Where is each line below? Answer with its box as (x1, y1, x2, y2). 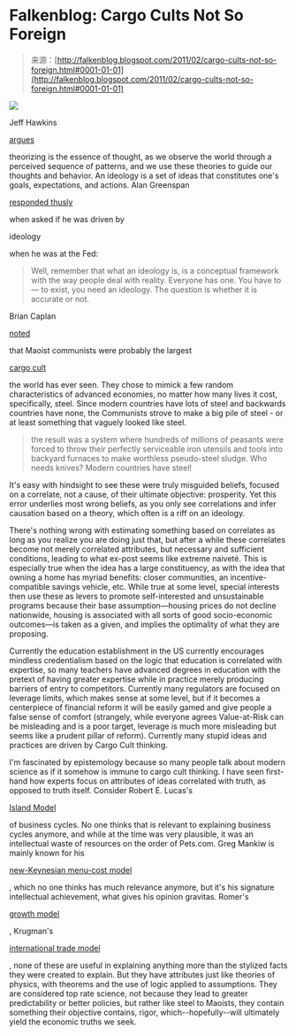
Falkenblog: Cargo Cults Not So (9, 5, 245, 26)
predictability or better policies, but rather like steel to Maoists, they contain (9, 997, 285, 1008)
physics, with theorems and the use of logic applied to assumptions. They (9, 978, 278, 989)
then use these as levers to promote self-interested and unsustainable (9, 591, 264, 601)
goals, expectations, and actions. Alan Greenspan (9, 179, 190, 190)
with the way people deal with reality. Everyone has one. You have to (30, 274, 282, 285)
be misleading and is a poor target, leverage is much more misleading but (9, 721, 277, 731)
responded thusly (9, 197, 73, 207)
